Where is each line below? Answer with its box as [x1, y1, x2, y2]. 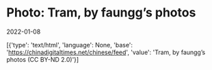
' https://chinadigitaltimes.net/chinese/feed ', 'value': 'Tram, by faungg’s [6, 48, 206, 56]
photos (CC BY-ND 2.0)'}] [6, 55, 79, 63]
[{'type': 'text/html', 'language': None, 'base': [6, 40, 133, 49]
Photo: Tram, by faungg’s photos [6, 5, 196, 21]
